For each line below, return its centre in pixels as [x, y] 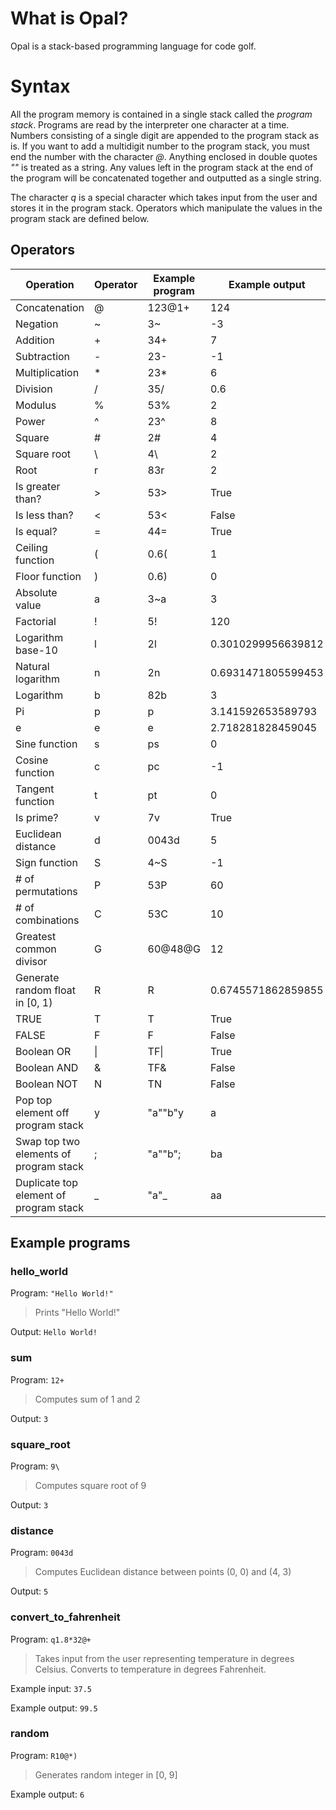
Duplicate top [47, 1182]
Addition [35, 340]
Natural [32, 666]
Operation [50, 284]
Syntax [40, 86]
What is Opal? [69, 18]
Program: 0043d [42, 1553]
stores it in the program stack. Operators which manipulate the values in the [166, 208]
